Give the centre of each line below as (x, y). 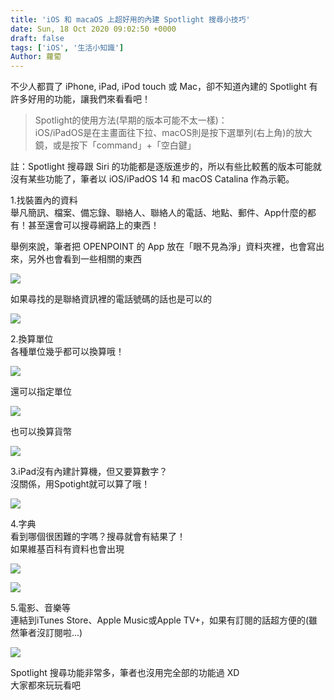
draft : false (37, 38)
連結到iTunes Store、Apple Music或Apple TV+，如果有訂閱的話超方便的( (160, 620)
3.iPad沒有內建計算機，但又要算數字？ (89, 472)
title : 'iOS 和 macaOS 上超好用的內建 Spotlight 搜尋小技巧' (130, 19)
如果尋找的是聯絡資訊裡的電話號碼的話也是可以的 (111, 299)
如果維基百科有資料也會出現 (67, 549)
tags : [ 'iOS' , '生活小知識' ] (67, 47)
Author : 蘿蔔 (36, 57)
